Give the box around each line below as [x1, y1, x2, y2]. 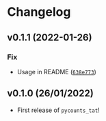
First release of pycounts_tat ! [16, 106, 101, 114]
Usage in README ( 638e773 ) [16, 67, 97, 76]
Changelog [7, 4, 71, 20]
